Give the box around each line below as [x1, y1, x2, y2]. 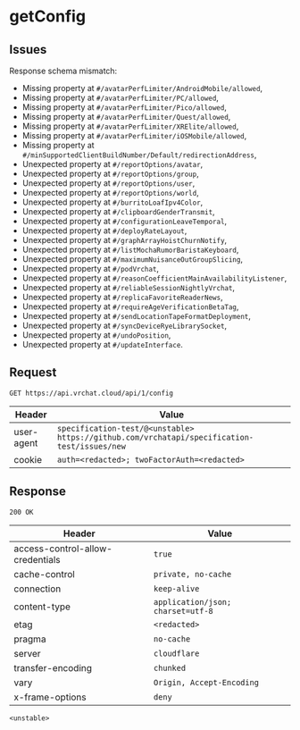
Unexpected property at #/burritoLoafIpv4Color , [21, 197, 204, 207]
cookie [13, 453, 43, 466]
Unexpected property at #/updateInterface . [21, 340, 183, 349]
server [13, 647, 42, 659]
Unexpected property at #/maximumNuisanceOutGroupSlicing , [21, 254, 244, 264]
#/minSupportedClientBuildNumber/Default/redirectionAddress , [21, 149, 257, 160]
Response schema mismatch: [9, 65, 118, 76]
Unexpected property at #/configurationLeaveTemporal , [21, 216, 228, 226]
